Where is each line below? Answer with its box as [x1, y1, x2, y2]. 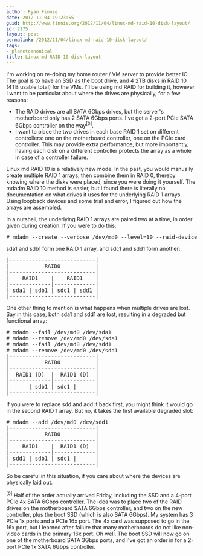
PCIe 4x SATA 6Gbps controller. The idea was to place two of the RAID [6, 498, 182, 505]
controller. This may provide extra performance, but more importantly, [14, 141, 189, 148]
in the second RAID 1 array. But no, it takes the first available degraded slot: [6, 407, 193, 415]
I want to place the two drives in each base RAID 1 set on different [14, 128, 179, 135]
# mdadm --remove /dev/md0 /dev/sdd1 [6, 347, 118, 354]
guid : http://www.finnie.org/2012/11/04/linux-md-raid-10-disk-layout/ [6, 20, 190, 26]
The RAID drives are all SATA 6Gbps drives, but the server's [14, 108, 164, 115]
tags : [6, 43, 20, 49]
